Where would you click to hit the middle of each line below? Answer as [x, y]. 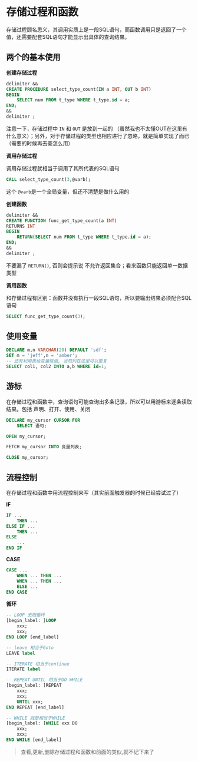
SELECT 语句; [32, 426]
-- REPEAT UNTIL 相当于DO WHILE [44, 680]
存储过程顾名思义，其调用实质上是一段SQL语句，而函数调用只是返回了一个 [96, 29]
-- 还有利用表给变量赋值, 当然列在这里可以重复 [57, 361]
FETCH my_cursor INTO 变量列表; [44, 447]
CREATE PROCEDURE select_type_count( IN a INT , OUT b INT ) [79, 89]
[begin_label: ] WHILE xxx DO [42, 723]
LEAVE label [21, 653]
